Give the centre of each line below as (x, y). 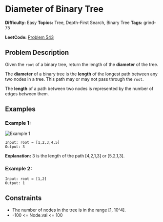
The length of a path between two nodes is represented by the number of (79, 89)
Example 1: (18, 123)
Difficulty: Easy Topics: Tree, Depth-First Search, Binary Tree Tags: (74, 22)
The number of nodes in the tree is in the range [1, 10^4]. (69, 210)
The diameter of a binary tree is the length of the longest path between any (81, 74)
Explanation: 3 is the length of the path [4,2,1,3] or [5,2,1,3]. (65, 156)
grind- (150, 22)
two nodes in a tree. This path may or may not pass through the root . (74, 79)
